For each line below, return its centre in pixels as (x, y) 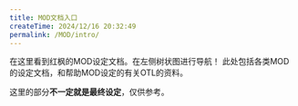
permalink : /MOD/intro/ (55, 34)
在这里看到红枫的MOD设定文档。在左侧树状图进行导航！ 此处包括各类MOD (149, 62)
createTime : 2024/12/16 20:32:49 (73, 26)
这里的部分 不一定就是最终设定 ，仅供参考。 (89, 92)
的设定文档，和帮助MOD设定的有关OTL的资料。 (99, 72)
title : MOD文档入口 (44, 18)
